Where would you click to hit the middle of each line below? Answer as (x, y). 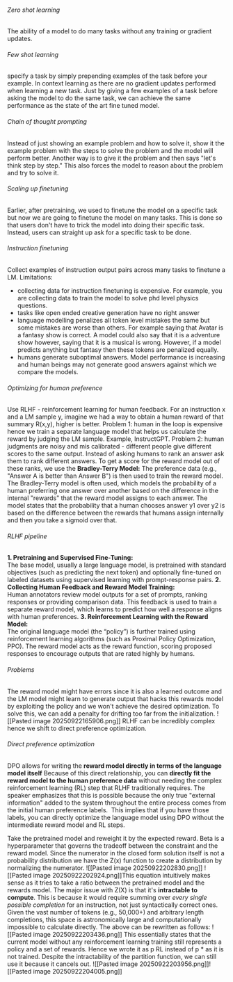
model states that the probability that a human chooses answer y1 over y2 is (116, 506)
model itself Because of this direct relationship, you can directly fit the (109, 773)
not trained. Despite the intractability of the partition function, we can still (112, 956)
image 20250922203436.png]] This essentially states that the (122, 934)
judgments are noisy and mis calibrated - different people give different (110, 446)
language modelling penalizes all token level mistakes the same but (113, 321)
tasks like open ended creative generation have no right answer (109, 313)
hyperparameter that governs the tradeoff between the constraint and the (113, 846)
